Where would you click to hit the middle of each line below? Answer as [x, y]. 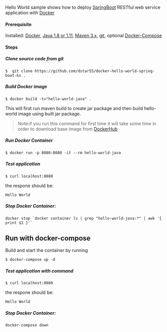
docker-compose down [27, 325]
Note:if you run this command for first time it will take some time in [87, 123]
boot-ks [13, 76]
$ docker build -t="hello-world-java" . [49, 99]
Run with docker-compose [48, 238]
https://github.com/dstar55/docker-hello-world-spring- [95, 71]
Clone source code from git [35, 59]
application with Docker [30, 13]
